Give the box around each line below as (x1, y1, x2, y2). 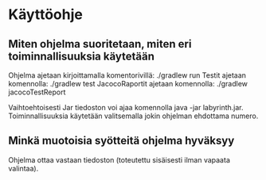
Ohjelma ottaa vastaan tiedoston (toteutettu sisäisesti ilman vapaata (8, 155, 231, 164)
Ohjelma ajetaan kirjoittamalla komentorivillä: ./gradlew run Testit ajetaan (8, 71, 247, 80)
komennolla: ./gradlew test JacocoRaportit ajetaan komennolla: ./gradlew (8, 79, 248, 88)
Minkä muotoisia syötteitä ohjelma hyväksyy (8, 134, 235, 147)
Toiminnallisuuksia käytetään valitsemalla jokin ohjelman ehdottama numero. (8, 111, 259, 121)
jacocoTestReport (8, 87, 66, 97)
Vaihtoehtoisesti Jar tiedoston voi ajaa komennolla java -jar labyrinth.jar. (8, 103, 244, 112)
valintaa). (8, 163, 39, 173)
